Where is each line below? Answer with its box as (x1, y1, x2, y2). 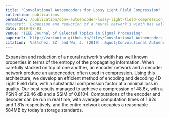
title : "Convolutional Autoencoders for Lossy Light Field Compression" (5, 7, 161, 13)
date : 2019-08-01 (5, 26, 42, 31)
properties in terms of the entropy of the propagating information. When (5, 59, 154, 65)
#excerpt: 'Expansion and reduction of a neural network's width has (5, 21, 154, 27)
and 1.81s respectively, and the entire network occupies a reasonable (5, 101, 148, 108)
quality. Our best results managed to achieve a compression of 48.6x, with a (5, 86, 163, 92)
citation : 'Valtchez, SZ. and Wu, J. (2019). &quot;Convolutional (5, 40, 147, 45)
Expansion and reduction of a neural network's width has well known (5, 54, 148, 60)
